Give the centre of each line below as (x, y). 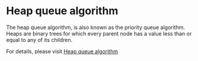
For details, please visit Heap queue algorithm (62, 51)
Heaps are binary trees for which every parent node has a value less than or (99, 33)
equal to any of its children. (39, 40)
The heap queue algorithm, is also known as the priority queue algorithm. (96, 27)
